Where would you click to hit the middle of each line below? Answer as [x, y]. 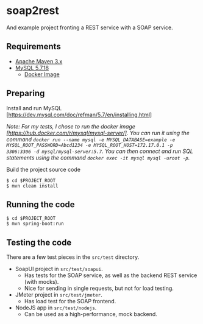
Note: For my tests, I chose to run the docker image [71, 126]
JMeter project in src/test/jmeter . [59, 295]
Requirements [34, 47]
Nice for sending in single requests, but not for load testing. [99, 288]
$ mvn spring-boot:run [35, 224]
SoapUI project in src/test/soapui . [59, 269]
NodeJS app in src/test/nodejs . [56, 308]
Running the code [41, 204]
